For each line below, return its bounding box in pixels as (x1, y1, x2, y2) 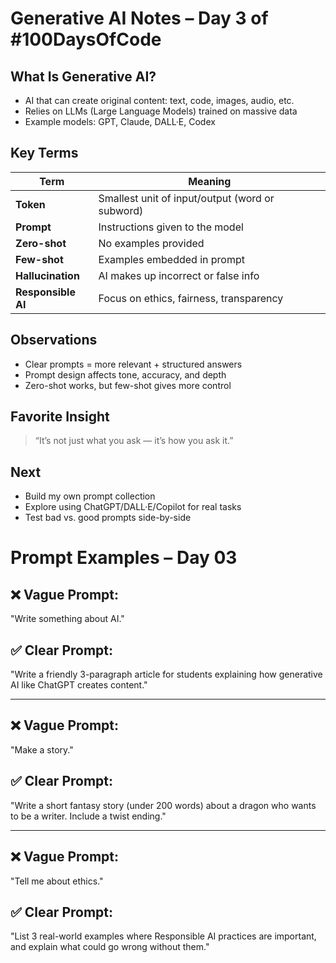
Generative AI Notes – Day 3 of (10, 7, 269, 30)
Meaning (188, 174, 232, 188)
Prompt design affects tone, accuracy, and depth (24, 368, 227, 381)
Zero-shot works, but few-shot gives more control (24, 379, 232, 391)
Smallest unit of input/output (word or (98, 191, 275, 205)
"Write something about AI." (10, 613, 125, 625)
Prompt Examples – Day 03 (10, 547, 238, 569)
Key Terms (10, 145, 79, 162)
